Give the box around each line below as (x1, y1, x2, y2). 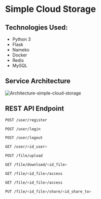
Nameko (12, 47, 30, 52)
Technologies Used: (5, 23, 68, 32)
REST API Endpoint (5, 104, 64, 113)
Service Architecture (5, 77, 70, 85)
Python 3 (12, 36, 31, 42)
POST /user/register (5, 117, 48, 122)
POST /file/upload (5, 153, 43, 158)
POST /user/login (5, 126, 41, 132)
